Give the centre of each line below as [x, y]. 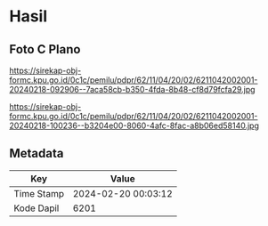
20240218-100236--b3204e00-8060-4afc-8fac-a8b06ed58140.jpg [134, 125]
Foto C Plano [45, 49]
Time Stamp [39, 193]
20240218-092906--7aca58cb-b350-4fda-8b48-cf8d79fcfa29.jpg [132, 89]
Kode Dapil [37, 208]
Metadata [37, 153]
